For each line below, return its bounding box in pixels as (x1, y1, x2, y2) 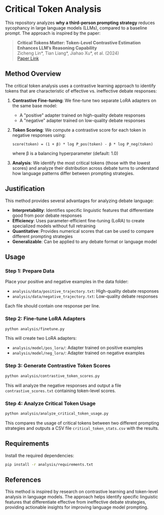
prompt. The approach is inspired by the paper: (5, 30, 101, 36)
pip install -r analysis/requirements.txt (5, 462, 93, 467)
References (5, 476, 41, 484)
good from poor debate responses (12, 212, 82, 218)
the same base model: (12, 102, 57, 109)
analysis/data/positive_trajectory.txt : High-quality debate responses (12, 288, 159, 294)
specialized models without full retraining (12, 223, 96, 229)
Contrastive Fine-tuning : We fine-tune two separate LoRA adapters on (12, 97, 156, 103)
